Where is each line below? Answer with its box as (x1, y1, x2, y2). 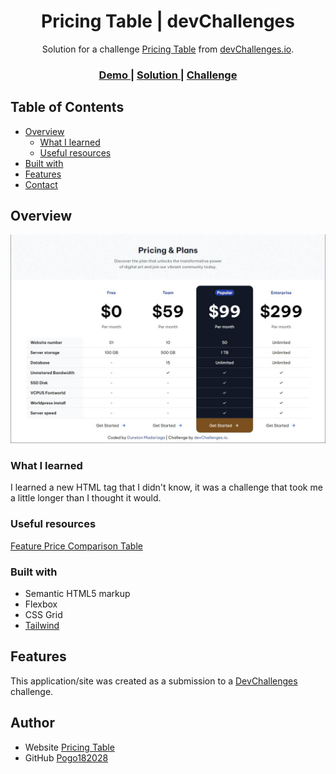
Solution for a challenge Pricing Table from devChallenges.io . (41, 43, 295, 55)
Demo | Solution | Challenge (98, 68, 238, 82)
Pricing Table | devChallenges (41, 10, 295, 33)
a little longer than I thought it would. (10, 492, 162, 504)
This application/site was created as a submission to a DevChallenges (10, 675, 298, 687)
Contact (24, 178, 58, 190)
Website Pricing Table (24, 741, 115, 753)
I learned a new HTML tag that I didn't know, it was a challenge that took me (10, 481, 323, 494)
